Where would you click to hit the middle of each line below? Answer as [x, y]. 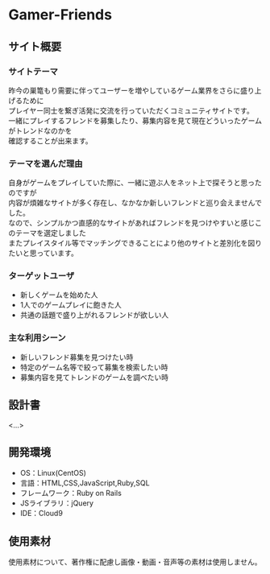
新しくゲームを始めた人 [59, 295]
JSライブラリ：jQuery [57, 503]
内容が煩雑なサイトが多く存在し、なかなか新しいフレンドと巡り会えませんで [135, 203]
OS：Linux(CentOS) [53, 473]
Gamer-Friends [60, 15]
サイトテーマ [33, 72]
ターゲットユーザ [42, 276]
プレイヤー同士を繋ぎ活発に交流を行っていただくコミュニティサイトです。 [131, 110]
